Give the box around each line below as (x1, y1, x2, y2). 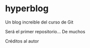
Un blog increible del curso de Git (5, 19, 74, 25)
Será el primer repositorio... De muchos (5, 28, 86, 34)
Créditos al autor (5, 38, 39, 44)
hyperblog (5, 3, 49, 14)
